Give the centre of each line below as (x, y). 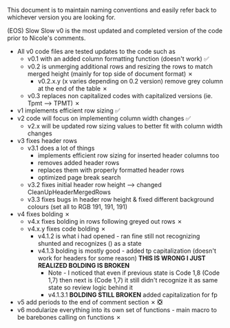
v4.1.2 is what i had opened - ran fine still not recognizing (119, 236)
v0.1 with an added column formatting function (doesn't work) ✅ (118, 59)
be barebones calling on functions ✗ (69, 317)
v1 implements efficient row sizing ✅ (69, 110)
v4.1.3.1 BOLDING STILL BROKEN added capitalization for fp (133, 295)
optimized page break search (79, 177)
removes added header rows (79, 163)
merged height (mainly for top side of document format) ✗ (110, 74)
